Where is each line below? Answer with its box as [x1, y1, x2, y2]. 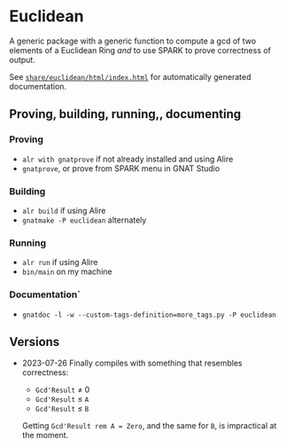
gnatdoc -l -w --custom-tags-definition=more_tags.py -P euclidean [21, 310, 276, 319]
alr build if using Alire [21, 205, 106, 216]
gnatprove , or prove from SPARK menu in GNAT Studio [21, 162, 220, 174]
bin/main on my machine [21, 266, 112, 277]
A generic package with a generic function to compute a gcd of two [9, 35, 257, 46]
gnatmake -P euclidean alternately [21, 215, 147, 225]
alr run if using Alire [21, 257, 98, 268]
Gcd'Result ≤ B [35, 404, 89, 414]
